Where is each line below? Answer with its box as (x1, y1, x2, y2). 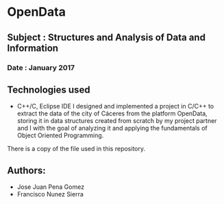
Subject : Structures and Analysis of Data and (7, 32, 206, 43)
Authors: (7, 164, 46, 176)
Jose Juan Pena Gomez (16, 183, 84, 191)
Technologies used (7, 84, 90, 95)
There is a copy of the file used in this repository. (7, 145, 146, 153)
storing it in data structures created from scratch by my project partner (16, 117, 217, 125)
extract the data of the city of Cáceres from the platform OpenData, (16, 109, 208, 117)
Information (7, 42, 59, 54)
